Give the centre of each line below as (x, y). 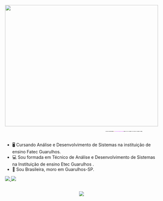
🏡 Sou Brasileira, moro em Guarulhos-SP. (53, 169)
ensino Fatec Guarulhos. (36, 152)
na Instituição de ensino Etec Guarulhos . (53, 164)
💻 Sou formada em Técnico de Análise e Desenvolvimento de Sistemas (83, 157)
